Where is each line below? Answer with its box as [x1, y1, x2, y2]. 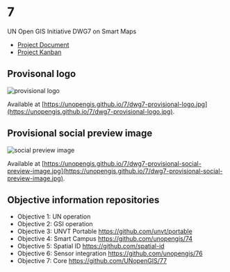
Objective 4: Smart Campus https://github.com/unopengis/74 [17, 235, 193, 243]
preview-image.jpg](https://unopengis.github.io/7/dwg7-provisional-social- [7, 167, 223, 175]
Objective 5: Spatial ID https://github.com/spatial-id [17, 242, 165, 250]
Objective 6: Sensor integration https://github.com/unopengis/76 [17, 249, 203, 257]
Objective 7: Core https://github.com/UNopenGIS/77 [17, 257, 167, 265]
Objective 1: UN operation [17, 212, 91, 221]
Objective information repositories [7, 194, 160, 205]
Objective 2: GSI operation [17, 220, 93, 228]
